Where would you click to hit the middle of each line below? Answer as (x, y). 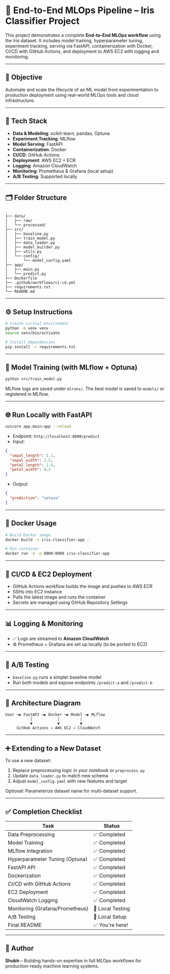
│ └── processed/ (26, 225)
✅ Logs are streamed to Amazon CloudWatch (61, 639)
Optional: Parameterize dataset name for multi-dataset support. (71, 791)
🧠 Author (19, 948)
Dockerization (25, 875)
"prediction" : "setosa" (35, 498)
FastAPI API (22, 867)
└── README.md (20, 292)
